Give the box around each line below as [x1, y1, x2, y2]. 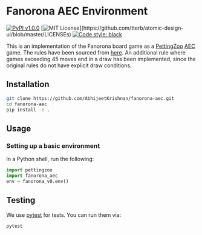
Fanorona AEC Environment [6, 4, 148, 18]
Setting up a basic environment [6, 141, 100, 150]
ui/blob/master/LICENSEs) [6, 30, 71, 38]
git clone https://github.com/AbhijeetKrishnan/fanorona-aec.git [6, 95, 174, 101]
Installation [6, 79, 50, 90]
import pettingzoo [6, 167, 53, 173]
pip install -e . [6, 107, 50, 113]
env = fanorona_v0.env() [6, 178, 69, 184]
